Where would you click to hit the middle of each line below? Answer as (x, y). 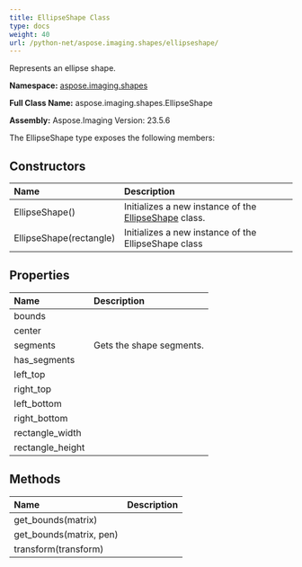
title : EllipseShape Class (60, 18)
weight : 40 (30, 34)
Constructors (48, 166)
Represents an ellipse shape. (63, 68)
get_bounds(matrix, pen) (66, 534)
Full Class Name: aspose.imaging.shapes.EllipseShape (111, 103)
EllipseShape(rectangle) (65, 238)
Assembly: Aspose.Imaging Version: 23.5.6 (90, 120)
